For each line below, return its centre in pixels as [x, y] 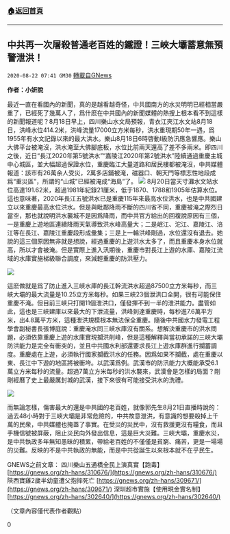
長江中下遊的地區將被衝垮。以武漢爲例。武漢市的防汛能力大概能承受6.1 [118, 363]
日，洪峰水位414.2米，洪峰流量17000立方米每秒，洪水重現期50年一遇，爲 [111, 130]
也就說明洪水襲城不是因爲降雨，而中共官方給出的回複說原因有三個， [127, 216]
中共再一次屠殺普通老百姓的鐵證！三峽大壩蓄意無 [111, 45]
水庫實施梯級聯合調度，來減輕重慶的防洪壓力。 [85, 259]
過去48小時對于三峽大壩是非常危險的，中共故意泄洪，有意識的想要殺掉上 [110, 416]
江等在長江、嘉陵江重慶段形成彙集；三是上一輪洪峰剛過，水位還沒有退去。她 [115, 233]
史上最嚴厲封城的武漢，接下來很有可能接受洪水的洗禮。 [108, 380]
